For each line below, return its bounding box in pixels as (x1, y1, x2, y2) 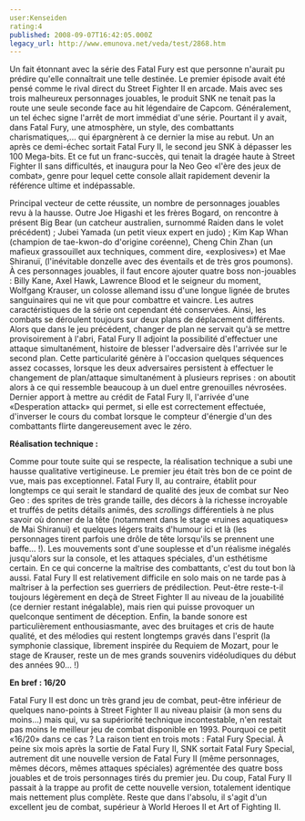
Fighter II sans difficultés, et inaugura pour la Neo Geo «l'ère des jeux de (9, 161, 281, 171)
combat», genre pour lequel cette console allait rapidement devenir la (9, 171, 270, 182)
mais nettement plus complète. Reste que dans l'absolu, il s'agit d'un (9, 792, 267, 803)
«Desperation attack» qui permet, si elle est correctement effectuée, (9, 401, 267, 412)
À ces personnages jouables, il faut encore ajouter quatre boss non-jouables (9, 265, 297, 276)
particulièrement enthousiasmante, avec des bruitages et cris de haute (9, 621, 275, 632)
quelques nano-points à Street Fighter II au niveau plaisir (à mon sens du (9, 704, 282, 716)
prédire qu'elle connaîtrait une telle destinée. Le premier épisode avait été (9, 74, 286, 85)
